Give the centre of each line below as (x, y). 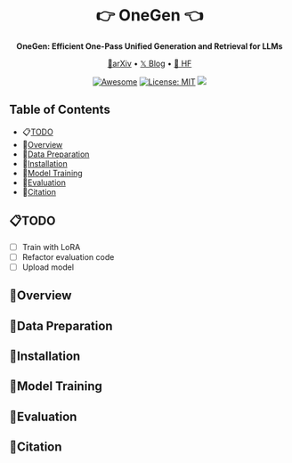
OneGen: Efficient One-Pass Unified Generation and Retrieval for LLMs (150, 46)
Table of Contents (60, 110)
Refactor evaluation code (68, 256)
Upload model (48, 267)
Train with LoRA (51, 247)
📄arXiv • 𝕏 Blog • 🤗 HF (150, 63)
